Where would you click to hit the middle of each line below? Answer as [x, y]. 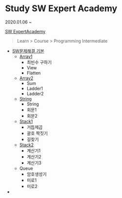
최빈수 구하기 [39, 62]
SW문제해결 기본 [28, 51]
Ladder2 [35, 94]
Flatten [34, 73]
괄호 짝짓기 [37, 133]
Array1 [26, 56]
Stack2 [27, 145]
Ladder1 [35, 88]
